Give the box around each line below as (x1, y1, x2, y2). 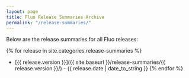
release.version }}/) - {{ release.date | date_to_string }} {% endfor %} (14, 65, 184, 72)
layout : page (6, 8, 39, 15)
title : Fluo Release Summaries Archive (6, 14, 105, 20)
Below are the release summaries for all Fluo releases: (6, 36, 138, 43)
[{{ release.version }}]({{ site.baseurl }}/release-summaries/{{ (14, 58, 166, 66)
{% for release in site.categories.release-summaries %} (6, 47, 142, 54)
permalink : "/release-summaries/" (6, 19, 92, 25)
